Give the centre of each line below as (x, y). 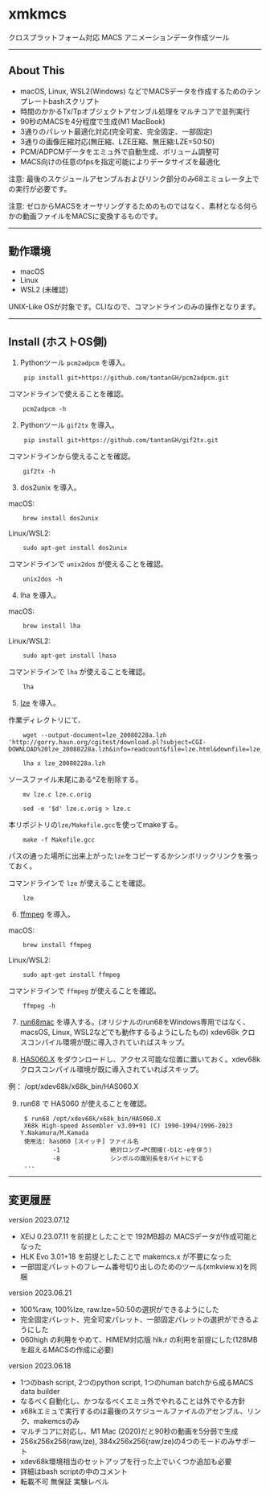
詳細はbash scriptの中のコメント (74, 1471)
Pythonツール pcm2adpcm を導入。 (75, 362)
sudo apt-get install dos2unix (75, 548)
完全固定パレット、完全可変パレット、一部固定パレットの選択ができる (136, 1320)
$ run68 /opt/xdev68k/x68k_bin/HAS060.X (92, 1119)
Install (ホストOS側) (58, 342)
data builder (40, 1392)
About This (37, 70)
